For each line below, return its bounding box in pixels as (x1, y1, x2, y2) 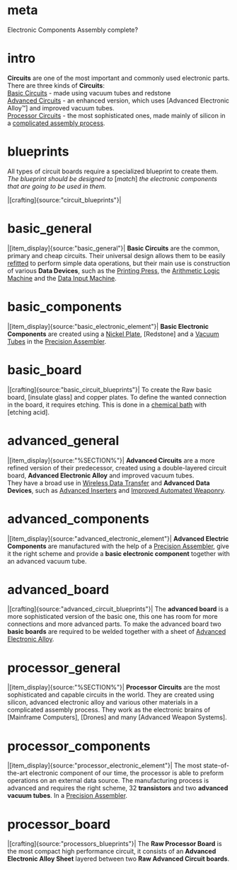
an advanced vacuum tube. (7, 557, 87, 565)
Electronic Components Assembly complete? (7, 25, 139, 34)
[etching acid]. (7, 407, 50, 416)
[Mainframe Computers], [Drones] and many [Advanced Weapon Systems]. (7, 713, 228, 721)
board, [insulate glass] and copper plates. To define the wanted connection (7, 393, 227, 401)
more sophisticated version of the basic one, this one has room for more (7, 613, 218, 621)
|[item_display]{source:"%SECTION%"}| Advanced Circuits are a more (7, 456, 216, 465)
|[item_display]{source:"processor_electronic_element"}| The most (7, 761, 202, 770)
